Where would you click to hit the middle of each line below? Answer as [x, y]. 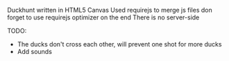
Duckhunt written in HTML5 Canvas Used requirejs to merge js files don [110, 10]
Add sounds [34, 52]
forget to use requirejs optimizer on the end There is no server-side [103, 17]
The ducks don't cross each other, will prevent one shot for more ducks [119, 44]
